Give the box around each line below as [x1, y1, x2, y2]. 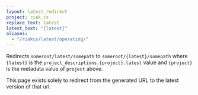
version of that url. [6, 83, 52, 90]
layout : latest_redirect [6, 8, 68, 15]
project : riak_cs [6, 14, 49, 20]
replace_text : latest [6, 20, 60, 26]
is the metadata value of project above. [6, 65, 103, 72]
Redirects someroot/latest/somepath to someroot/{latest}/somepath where [6, 53, 188, 59]
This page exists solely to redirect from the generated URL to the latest [6, 77, 179, 84]
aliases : [6, 31, 28, 37]
